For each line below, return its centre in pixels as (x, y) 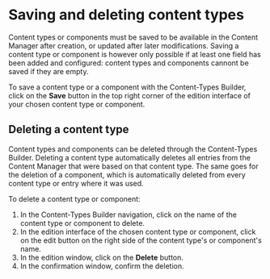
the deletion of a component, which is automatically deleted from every (127, 174)
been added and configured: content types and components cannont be (129, 63)
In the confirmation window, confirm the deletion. (102, 266)
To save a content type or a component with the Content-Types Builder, (127, 87)
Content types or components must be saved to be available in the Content (133, 37)
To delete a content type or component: (74, 198)
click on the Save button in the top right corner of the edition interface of (129, 95)
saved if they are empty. (49, 71)
